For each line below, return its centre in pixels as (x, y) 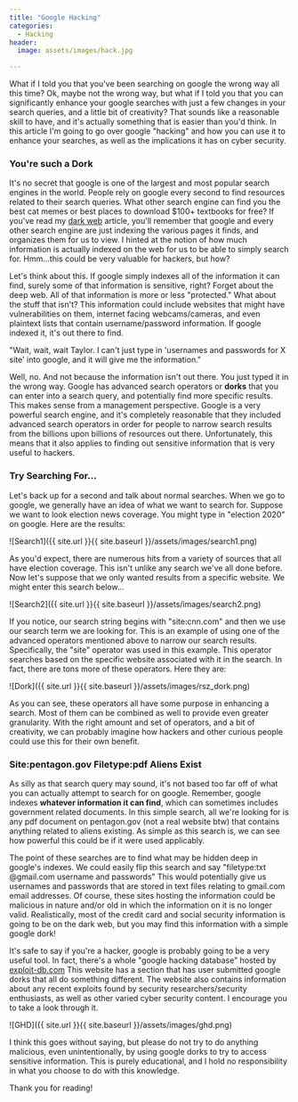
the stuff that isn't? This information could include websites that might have (147, 305)
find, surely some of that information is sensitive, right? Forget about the (141, 285)
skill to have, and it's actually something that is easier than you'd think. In (143, 122)
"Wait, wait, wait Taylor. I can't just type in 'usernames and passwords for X (148, 350)
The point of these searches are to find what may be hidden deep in (133, 858)
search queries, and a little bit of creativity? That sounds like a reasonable (145, 112)
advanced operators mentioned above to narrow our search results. (133, 640)
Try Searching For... (53, 476)
